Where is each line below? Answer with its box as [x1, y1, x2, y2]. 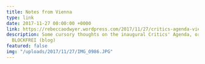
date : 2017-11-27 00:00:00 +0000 [6, 20, 92, 26]
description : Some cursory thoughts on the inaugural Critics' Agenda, [6, 32, 192, 38]
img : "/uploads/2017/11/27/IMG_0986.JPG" [6, 49, 113, 55]
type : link [6, 15, 34, 21]
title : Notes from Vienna [6, 9, 72, 15]
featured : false [6, 43, 48, 49]
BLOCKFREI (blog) [12, 37, 56, 43]
